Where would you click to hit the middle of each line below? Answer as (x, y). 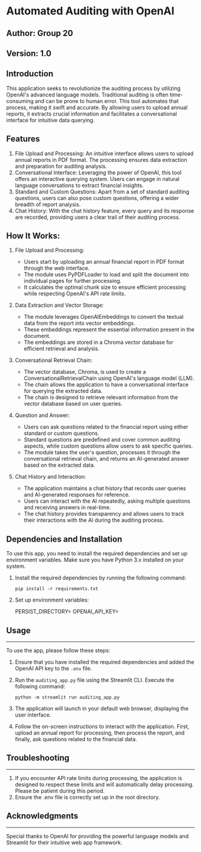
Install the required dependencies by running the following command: (100, 578)
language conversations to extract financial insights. (79, 185)
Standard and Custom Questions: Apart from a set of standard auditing (102, 191)
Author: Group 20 (40, 33)
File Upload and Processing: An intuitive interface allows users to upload (104, 153)
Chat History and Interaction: (51, 477)
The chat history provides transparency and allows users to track (104, 514)
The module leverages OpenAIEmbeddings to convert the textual (103, 317)
